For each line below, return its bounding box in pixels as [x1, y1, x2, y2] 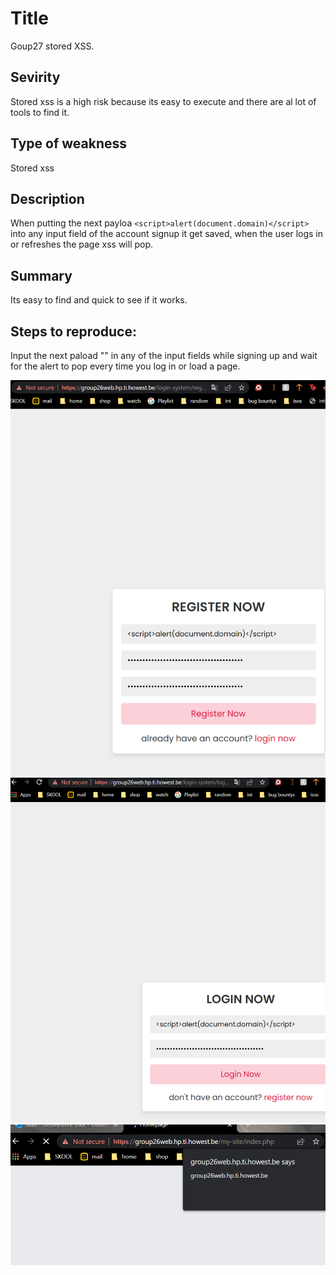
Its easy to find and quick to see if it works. [10, 294, 188, 306]
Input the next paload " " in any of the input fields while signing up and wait [10, 350, 318, 361]
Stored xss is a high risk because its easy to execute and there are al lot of [10, 95, 317, 107]
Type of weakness [10, 135, 128, 152]
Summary [10, 267, 73, 284]
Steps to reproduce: [10, 323, 137, 340]
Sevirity [10, 69, 61, 86]
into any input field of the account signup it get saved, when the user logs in [10, 228, 324, 240]
